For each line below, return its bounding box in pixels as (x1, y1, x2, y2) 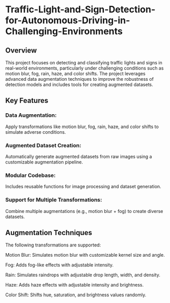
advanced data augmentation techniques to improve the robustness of (5, 76, 154, 82)
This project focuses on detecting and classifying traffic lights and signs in (5, 60, 162, 65)
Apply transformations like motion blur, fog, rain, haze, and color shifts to (5, 123, 159, 130)
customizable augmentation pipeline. (5, 158, 83, 165)
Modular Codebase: (5, 171, 56, 179)
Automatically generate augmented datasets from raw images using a (5, 153, 152, 159)
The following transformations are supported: (5, 242, 101, 248)
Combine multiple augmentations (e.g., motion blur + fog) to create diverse (5, 208, 163, 214)
